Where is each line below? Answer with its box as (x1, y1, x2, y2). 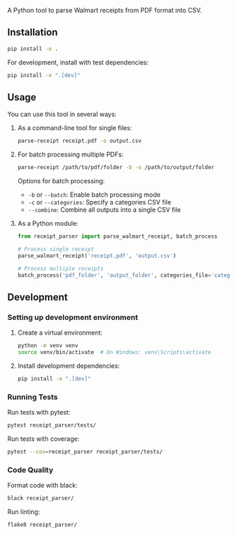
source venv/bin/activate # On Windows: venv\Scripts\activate (17, 349, 212, 356)
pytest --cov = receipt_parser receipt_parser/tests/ (7, 448, 163, 455)
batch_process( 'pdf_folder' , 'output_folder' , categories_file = (17, 272, 212, 279)
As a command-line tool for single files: (17, 124, 132, 132)
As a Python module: (17, 219, 79, 228)
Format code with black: (7, 481, 78, 490)
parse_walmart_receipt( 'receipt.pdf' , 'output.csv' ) (17, 252, 177, 259)
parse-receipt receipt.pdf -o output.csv (17, 137, 142, 144)
